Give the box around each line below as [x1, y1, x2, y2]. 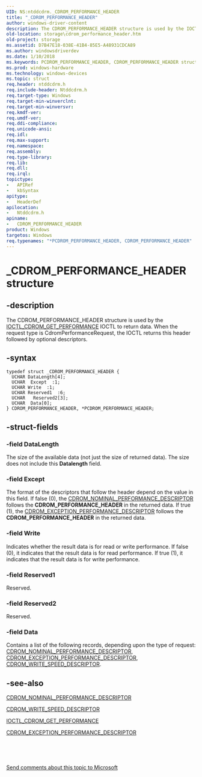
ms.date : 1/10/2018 [6, 53, 55, 59]
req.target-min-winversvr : [6, 103, 74, 110]
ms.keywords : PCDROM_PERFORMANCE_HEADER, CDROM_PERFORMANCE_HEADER [6, 59, 179, 65]
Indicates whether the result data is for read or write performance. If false [6, 543, 189, 550]
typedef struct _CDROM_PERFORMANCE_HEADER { [6, 369, 120, 375]
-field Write [6, 529, 41, 538]
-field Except [6, 475, 45, 483]
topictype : [6, 177, 34, 183]
